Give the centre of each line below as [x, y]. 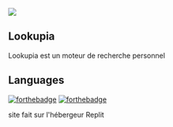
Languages [36, 80]
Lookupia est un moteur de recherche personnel [87, 55]
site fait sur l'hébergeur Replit [56, 114]
